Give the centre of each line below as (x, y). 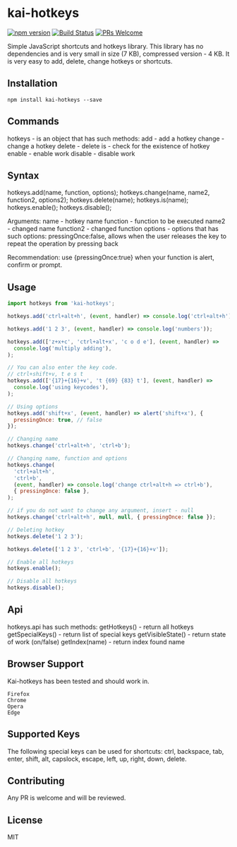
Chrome (17, 700)
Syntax (23, 176)
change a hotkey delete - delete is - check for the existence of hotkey (109, 146)
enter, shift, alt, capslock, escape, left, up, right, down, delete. (97, 759)
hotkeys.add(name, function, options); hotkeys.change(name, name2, (109, 193)
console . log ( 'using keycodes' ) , (61, 387)
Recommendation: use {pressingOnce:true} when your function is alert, (111, 257)
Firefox (19, 694)
